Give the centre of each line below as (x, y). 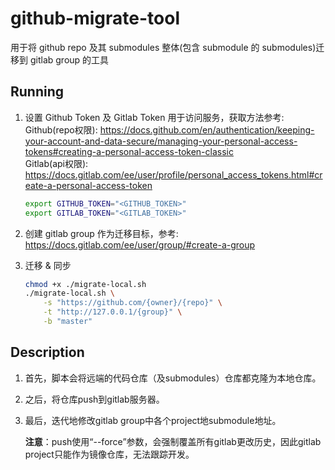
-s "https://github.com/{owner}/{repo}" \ (133, 303)
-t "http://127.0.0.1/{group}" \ (113, 312)
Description (47, 352)
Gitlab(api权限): (56, 163)
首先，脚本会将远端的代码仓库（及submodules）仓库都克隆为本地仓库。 (173, 378)
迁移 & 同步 (48, 265)
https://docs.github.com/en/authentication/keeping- (207, 129)
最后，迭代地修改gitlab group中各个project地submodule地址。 (153, 420)
